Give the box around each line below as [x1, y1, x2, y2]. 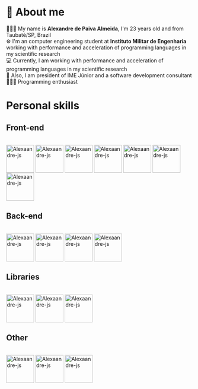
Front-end [6, 122, 44, 132]
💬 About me [6, 5, 65, 19]
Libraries [6, 272, 40, 282]
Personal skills [6, 99, 80, 112]
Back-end [6, 211, 43, 222]
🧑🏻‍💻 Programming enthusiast [6, 78, 78, 85]
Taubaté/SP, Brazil [6, 31, 52, 38]
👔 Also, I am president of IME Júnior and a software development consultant [6, 71, 192, 79]
